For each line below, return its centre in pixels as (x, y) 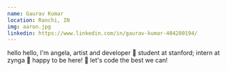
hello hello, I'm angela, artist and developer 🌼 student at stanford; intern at (114, 53)
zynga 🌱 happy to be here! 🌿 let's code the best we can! (88, 61)
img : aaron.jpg (29, 26)
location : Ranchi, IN (39, 20)
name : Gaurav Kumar (36, 14)
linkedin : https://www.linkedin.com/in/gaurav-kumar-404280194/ (102, 33)
